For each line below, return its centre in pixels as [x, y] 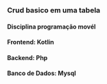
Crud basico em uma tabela [54, 10]
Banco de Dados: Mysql [42, 73]
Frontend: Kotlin [31, 42]
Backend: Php [27, 57]
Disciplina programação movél [51, 27]
